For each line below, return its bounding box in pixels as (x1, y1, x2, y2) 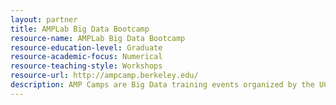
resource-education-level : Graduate (10, 42, 163, 53)
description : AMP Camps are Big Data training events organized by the (10, 80, 315, 90)
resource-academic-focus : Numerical (10, 52, 163, 62)
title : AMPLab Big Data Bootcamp (10, 24, 150, 34)
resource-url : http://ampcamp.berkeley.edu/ (10, 71, 199, 81)
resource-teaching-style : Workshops (10, 61, 163, 71)
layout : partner (10, 14, 78, 25)
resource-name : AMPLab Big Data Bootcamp (10, 33, 186, 43)
